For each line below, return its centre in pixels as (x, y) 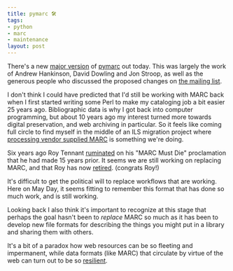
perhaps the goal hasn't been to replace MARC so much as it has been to (113, 217)
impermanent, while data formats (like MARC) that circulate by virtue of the (115, 253)
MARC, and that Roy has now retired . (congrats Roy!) (83, 168)
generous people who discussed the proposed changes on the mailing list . (115, 81)
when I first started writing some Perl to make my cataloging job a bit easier (116, 102)
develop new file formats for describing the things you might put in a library (116, 224)
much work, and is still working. (53, 196)
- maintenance (28, 40)
